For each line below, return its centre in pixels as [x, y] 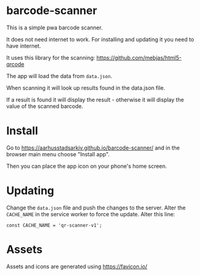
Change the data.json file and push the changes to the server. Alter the [96, 208]
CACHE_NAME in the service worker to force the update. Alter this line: [91, 214]
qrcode [15, 64]
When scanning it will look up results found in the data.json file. [86, 88]
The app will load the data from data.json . [59, 76]
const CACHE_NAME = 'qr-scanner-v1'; [54, 225]
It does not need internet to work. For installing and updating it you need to [100, 39]
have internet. [24, 46]
